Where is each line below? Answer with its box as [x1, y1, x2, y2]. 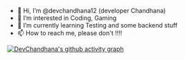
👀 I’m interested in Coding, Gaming [17, 14, 117, 22]
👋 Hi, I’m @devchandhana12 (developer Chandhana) [17, 7, 166, 14]
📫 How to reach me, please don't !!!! [17, 29, 123, 37]
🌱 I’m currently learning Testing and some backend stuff [17, 21, 178, 29]
